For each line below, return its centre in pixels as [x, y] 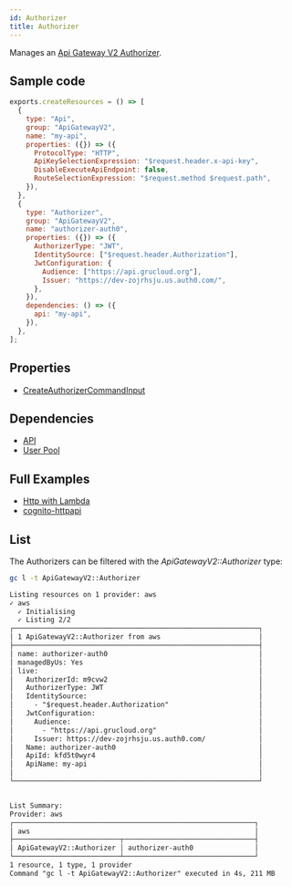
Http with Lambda [56, 501]
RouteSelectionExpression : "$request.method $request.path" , [152, 179]
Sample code [47, 81]
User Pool [42, 450]
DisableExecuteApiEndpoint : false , [101, 170]
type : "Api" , [51, 120]
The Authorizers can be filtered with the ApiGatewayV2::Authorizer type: [146, 561]
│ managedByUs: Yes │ [136, 663]
